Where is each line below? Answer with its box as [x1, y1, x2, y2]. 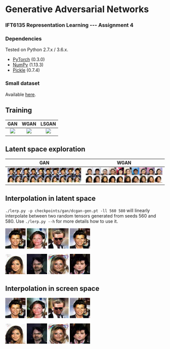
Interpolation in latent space [5, 194, 96, 203]
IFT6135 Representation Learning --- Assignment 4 [5, 22, 134, 29]
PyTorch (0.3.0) [12, 57, 45, 63]
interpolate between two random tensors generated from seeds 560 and [5, 213, 156, 219]
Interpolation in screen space [5, 284, 100, 293]
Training [5, 106, 32, 115]
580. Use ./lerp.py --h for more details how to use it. [5, 219, 118, 225]
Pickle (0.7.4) [12, 67, 40, 73]
